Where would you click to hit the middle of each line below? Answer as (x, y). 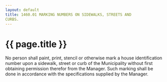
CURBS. (12, 19)
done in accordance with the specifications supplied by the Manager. (77, 74)
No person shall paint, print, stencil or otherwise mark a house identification (84, 58)
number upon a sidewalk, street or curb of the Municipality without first (79, 63)
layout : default (22, 10)
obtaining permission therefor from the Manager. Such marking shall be (79, 69)
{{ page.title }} (36, 44)
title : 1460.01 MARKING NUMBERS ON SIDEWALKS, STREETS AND (68, 15)
